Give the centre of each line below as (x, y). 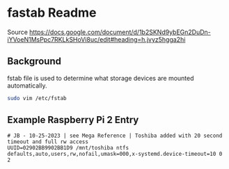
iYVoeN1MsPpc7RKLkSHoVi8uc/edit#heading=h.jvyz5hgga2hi (96, 39)
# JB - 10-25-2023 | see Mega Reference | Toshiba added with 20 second (115, 136)
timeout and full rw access (48, 142)
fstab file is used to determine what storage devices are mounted (101, 78)
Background (34, 62)
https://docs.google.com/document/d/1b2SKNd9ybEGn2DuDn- (120, 32)
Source (17, 32)
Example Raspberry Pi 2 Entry (73, 120)
